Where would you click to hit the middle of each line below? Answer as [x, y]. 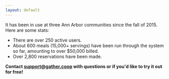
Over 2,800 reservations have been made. [57, 56]
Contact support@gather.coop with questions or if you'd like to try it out [84, 66]
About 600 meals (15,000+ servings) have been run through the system [88, 45]
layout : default [23, 10]
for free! [14, 72]
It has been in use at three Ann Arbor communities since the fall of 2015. [81, 25]
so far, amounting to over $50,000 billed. [56, 51]
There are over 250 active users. [47, 40]
